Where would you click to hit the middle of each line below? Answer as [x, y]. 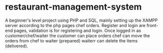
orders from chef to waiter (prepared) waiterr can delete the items [71, 40]
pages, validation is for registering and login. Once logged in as [78, 30]
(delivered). [17, 46]
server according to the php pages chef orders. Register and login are [75, 25]
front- [152, 25]
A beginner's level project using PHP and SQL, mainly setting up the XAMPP [81, 20]
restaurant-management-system [73, 7]
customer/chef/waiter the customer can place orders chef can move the [78, 36]
